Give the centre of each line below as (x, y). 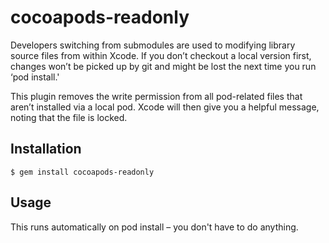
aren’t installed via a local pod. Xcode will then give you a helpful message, (165, 107)
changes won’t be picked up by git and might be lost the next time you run (163, 66)
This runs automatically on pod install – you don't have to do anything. (154, 227)
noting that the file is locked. (69, 117)
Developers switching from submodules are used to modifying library (153, 45)
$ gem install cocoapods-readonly (82, 172)
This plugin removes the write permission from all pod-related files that (156, 96)
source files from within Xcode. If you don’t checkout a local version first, (161, 55)
